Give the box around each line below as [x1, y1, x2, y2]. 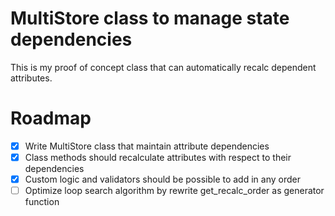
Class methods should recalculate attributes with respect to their [24, 151, 292, 163]
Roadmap [10, 107, 92, 130]
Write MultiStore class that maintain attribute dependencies [24, 140, 270, 152]
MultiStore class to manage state [10, 7, 290, 30]
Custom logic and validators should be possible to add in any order [24, 173, 301, 185]
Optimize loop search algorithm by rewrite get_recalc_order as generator [24, 185, 325, 197]
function [24, 196, 60, 208]
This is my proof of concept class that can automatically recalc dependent [10, 61, 317, 73]
